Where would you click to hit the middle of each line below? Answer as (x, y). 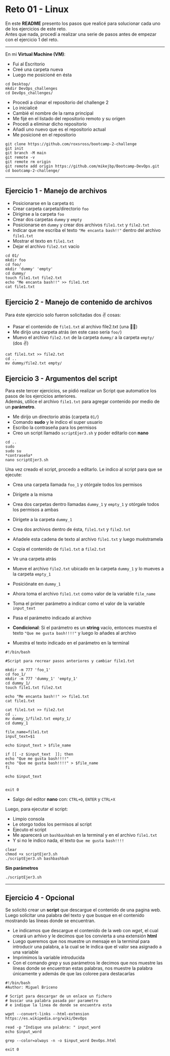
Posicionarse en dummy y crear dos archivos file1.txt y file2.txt (81, 225)
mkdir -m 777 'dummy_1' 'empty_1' (42, 679)
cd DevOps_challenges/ (29, 93)
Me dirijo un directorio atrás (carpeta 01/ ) (56, 417)
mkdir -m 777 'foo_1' (28, 670)
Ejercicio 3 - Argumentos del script (61, 378)
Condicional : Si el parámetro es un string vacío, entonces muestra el (84, 628)
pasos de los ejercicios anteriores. (41, 396)
